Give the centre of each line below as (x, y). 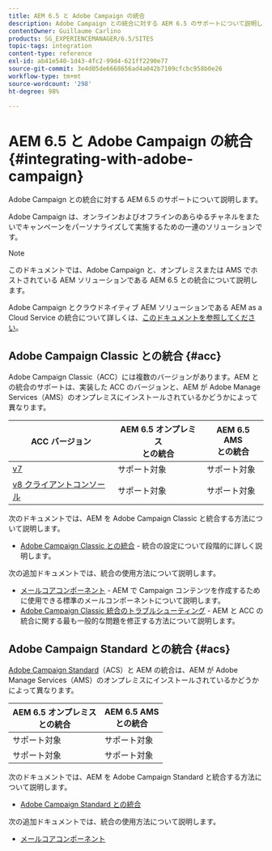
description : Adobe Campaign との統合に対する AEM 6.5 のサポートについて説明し (136, 24)
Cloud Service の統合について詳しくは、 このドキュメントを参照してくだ (128, 318)
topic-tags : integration (50, 46)
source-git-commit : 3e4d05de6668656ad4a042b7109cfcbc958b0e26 (115, 69)
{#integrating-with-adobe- (101, 159)
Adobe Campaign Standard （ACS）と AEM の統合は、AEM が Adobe (123, 669)
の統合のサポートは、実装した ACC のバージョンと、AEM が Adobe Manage (134, 387)
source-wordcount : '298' (50, 84)
